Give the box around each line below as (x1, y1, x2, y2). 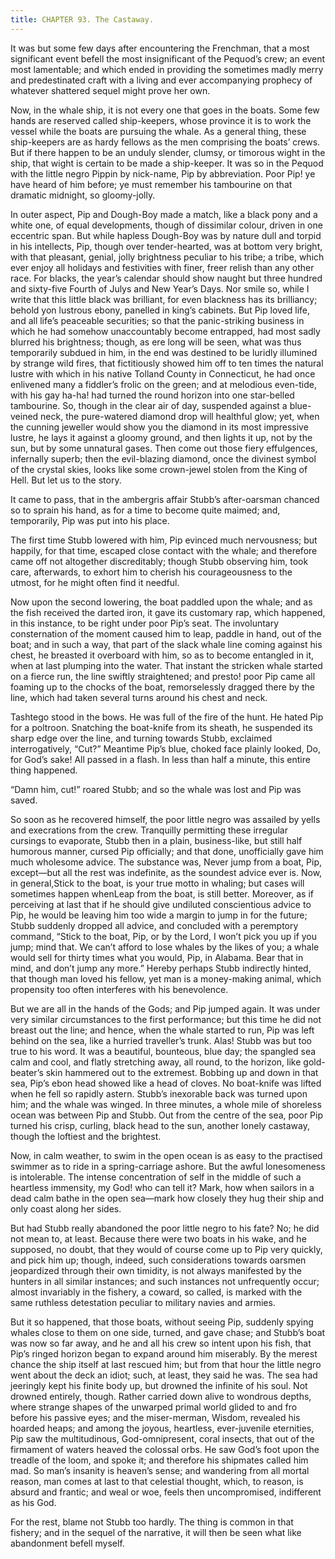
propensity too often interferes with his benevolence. (10, 983, 229, 995)
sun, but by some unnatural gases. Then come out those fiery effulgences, (10, 442, 318, 454)
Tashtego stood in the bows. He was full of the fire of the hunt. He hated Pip (10, 711, 324, 723)
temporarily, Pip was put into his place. (10, 514, 170, 526)
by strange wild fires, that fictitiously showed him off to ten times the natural (10, 357, 324, 369)
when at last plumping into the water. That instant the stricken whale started (10, 659, 323, 671)
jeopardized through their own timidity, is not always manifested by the (10, 1264, 302, 1276)
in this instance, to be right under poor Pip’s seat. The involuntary (10, 617, 280, 629)
